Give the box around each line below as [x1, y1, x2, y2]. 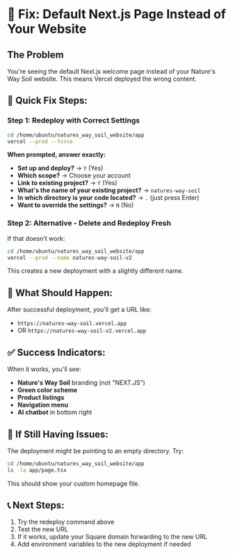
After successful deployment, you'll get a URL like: [7, 306, 152, 314]
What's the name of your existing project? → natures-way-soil [17, 186, 201, 194]
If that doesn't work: [7, 234, 65, 242]
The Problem [7, 49, 64, 61]
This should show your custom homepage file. [7, 479, 140, 487]
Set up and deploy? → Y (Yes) [17, 164, 104, 173]
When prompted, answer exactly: [7, 150, 106, 159]
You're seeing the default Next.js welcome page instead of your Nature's [7, 68, 216, 75]
